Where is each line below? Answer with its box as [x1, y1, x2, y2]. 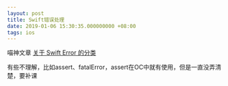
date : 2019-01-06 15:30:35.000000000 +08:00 [7, 23, 136, 29]
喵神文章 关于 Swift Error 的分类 [7, 48, 97, 57]
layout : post [7, 10, 45, 17]
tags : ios [7, 29, 36, 36]
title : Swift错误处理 [7, 16, 65, 23]
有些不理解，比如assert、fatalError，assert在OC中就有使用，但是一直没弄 [7, 63, 216, 72]
